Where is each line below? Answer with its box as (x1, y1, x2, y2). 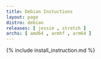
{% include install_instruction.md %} (6, 47, 96, 54)
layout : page (6, 14, 39, 20)
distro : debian (6, 19, 44, 25)
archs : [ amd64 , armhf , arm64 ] (6, 31, 92, 37)
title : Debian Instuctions (6, 8, 73, 15)
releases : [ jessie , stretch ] (6, 25, 86, 31)
